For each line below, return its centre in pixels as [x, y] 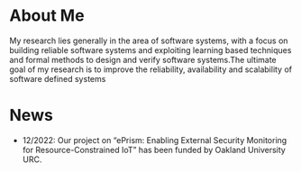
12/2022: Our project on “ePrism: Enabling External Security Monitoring [155, 140]
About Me [47, 16]
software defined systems [58, 78]
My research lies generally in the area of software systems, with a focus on [149, 41]
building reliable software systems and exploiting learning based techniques [150, 50]
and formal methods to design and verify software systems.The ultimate [143, 59]
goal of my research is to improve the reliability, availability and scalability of [151, 69]
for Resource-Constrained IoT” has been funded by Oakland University [154, 149]
